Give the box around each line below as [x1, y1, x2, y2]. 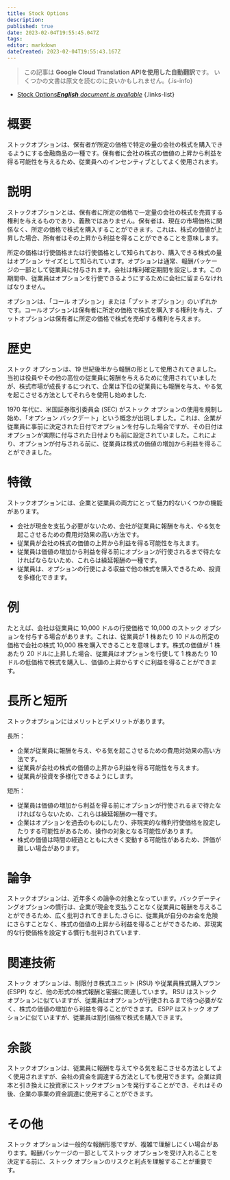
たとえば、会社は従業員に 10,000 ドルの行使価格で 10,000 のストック [7, 623, 202, 631]
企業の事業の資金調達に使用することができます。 [18, 1089, 157, 1098]
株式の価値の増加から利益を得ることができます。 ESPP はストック [18, 1005, 205, 1013]
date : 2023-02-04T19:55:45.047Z [7, 29, 99, 36]
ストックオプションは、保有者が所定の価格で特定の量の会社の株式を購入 [7, 140, 211, 148]
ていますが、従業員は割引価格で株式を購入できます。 [36, 1013, 187, 1022]
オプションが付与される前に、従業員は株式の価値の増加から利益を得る [18, 440, 217, 448]
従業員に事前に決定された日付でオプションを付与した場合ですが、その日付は [7, 422, 223, 431]
